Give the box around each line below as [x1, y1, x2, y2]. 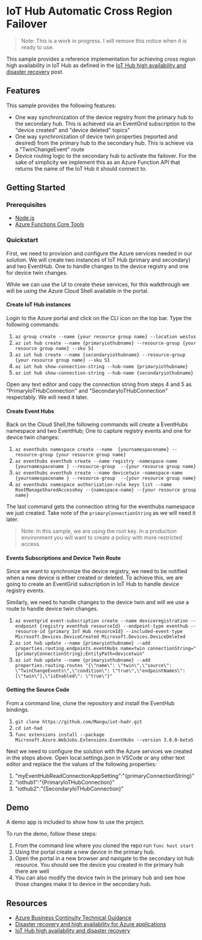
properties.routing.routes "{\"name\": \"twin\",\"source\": [14, 663, 172, 669]
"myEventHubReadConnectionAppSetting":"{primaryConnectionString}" [14, 772, 195, 779]
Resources [6, 898, 48, 909]
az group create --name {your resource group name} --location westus [14, 334, 197, 340]
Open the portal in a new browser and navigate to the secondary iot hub [14, 855, 194, 862]
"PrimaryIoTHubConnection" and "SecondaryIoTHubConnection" [6, 387, 168, 394]
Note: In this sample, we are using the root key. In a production [21, 528, 177, 535]
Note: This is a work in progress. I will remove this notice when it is [21, 37, 187, 44]
